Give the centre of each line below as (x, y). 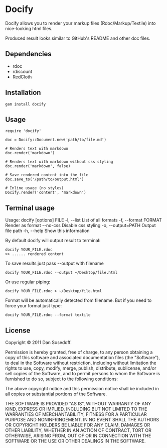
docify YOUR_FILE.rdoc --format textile (48, 315)
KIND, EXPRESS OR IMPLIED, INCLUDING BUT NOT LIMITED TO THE (76, 409)
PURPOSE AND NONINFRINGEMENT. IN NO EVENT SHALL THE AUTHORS (82, 420)
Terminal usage (30, 208)
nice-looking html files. (29, 28)
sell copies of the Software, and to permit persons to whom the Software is (83, 373)
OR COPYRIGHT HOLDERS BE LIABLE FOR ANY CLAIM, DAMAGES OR (78, 425)
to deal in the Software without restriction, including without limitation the (81, 363)
